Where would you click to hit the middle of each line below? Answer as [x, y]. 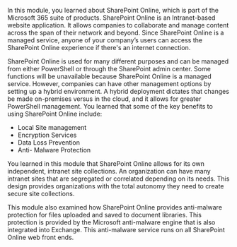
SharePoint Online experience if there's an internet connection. [99, 48]
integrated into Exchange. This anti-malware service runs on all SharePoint [116, 230]
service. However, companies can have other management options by [109, 84]
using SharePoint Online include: [55, 114]
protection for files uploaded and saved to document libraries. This [104, 215]
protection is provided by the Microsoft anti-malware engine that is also [111, 222]
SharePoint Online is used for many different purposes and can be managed [118, 61]
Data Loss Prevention [48, 143]
